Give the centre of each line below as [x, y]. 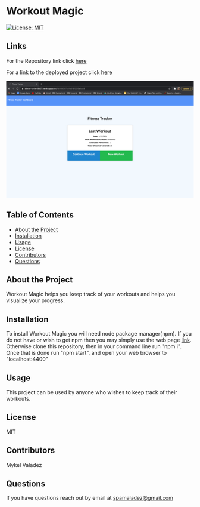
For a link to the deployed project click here [59, 72]
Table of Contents [40, 215]
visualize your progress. [36, 300]
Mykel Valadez [24, 465]
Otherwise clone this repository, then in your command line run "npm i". [94, 346]
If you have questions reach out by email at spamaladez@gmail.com [90, 498]
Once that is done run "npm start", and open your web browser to [87, 353]
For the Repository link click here [46, 60]
